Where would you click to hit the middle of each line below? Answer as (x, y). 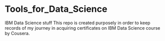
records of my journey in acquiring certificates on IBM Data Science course (82, 28)
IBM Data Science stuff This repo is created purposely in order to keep (78, 23)
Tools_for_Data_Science (56, 9)
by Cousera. (17, 33)
